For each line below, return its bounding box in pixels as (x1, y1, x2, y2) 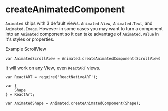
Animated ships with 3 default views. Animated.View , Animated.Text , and (5, 20, 153, 26)
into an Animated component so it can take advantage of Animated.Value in (5, 31, 159, 37)
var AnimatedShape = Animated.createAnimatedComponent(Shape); (5, 101, 141, 106)
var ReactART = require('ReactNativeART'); (5, 74, 98, 79)
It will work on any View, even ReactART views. (5, 65, 101, 71)
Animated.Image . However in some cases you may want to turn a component (5, 25, 163, 31)
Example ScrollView (5, 46, 46, 52)
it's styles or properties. (5, 36, 54, 42)
